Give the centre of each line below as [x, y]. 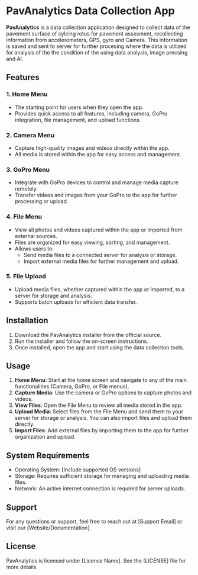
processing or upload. [41, 201]
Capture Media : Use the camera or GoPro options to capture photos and [103, 393]
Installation [27, 321]
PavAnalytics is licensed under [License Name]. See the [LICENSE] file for [96, 560]
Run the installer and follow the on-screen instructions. [82, 341]
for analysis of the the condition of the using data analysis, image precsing [97, 52]
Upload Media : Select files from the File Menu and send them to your [99, 412]
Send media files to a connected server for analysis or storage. [100, 255]
